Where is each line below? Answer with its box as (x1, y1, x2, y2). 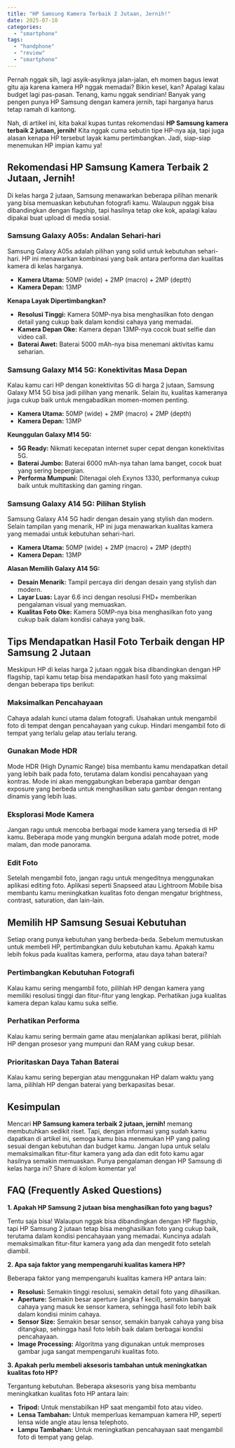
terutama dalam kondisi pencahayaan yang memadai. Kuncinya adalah (7, 1232, 211, 1240)
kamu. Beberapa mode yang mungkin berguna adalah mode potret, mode (7, 833, 220, 841)
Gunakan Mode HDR (7, 746, 78, 756)
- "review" (13, 50, 46, 57)
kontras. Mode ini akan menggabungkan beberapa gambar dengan (7, 777, 201, 785)
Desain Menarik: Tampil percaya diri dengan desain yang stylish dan (17, 578, 217, 586)
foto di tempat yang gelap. (17, 1433, 94, 1441)
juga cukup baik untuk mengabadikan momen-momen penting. (7, 396, 189, 404)
